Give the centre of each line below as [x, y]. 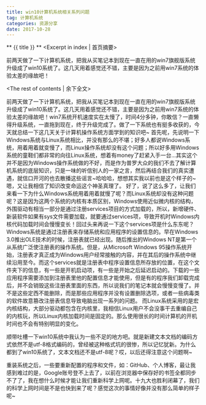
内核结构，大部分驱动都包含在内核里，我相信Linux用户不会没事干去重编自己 [102, 308]
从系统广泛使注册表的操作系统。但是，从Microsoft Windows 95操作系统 [97, 247]
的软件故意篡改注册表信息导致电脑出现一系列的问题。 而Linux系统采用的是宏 [103, 301]
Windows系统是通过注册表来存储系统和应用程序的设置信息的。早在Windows [102, 232]
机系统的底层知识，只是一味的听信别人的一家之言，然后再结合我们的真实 [97, 171]
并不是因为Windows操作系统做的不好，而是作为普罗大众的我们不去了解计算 [101, 163]
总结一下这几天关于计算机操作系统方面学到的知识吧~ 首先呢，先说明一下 [108, 132]
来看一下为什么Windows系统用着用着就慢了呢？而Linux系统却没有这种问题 [100, 194]
